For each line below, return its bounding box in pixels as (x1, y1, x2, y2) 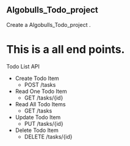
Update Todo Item (15, 113, 61, 121)
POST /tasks (24, 81, 56, 88)
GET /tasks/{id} (24, 94, 63, 101)
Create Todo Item (15, 75, 59, 82)
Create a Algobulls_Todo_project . (6, 21, 91, 28)
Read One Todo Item (15, 87, 67, 95)
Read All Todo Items (15, 100, 66, 108)
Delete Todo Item (15, 126, 59, 134)
